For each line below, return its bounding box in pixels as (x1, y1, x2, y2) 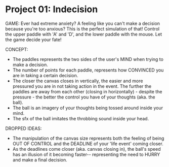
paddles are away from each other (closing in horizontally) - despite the (12, 88, 162, 94)
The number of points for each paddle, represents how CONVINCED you (12, 67, 164, 73)
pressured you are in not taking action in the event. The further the (12, 83, 152, 89)
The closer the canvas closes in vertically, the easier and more (12, 78, 143, 84)
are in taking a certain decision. (12, 72, 78, 78)
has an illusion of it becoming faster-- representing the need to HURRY (12, 151, 160, 157)
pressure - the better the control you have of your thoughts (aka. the (12, 94, 155, 100)
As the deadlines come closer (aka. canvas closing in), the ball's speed (12, 146, 161, 152)
